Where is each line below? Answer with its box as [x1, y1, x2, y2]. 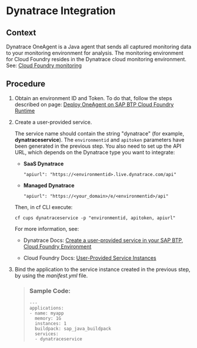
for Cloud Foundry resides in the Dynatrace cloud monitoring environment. [6, 56, 187, 62]
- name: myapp [29, 310, 64, 316]
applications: [29, 305, 64, 311]
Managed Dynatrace [23, 181, 75, 189]
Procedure [6, 79, 46, 89]
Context [6, 28, 36, 38]
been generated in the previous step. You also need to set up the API [14, 142, 182, 150]
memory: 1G [34, 316, 62, 322]
